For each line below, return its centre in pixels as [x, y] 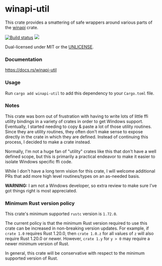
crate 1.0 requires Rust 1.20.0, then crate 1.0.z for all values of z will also [79, 234]
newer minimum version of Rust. [37, 244]
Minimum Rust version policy [40, 203]
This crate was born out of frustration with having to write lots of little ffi [77, 116]
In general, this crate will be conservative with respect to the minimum [75, 253]
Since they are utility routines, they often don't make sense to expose [74, 131]
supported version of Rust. [32, 258]
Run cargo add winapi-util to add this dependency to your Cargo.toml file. [80, 93]
